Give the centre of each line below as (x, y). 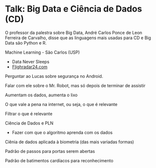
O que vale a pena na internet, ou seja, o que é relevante (61, 104)
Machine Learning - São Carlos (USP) (43, 52)
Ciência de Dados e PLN (29, 123)
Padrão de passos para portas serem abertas (50, 151)
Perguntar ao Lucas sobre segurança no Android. (54, 76)
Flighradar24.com (30, 67)
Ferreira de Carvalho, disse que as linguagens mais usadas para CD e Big (78, 38)
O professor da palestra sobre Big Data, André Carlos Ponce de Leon (74, 32)
